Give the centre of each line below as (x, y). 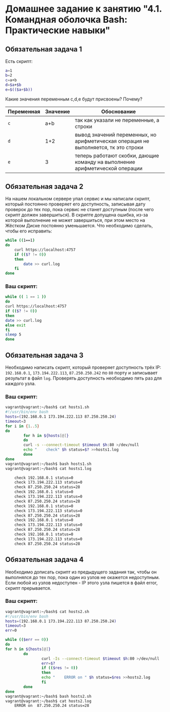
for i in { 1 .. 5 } (22, 426)
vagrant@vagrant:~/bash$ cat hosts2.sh (47, 612)
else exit (16, 325)
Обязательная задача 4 (45, 560)
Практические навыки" (58, 30)
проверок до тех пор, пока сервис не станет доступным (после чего (80, 210)
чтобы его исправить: (29, 231)
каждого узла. (21, 384)
